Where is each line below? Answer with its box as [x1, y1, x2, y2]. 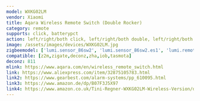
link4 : [6, 86, 23, 92]
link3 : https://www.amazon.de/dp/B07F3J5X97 [6, 81, 118, 87]
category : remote [6, 25, 49, 31]
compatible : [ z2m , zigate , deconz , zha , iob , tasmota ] [6, 53, 132, 59]
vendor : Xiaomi [6, 14, 44, 20]
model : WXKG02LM [6, 8, 46, 15]
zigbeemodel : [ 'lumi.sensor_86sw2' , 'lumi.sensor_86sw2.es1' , [6, 48, 164, 53]
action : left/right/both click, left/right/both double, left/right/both [6, 36, 193, 42]
